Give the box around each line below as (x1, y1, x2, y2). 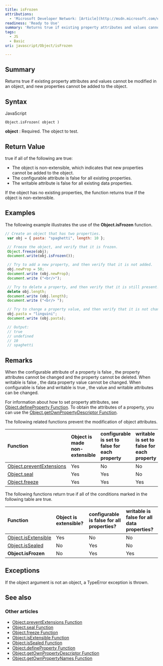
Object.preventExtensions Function (12, 619, 82, 625)
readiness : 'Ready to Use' (5, 20, 60, 26)
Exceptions (5, 566, 40, 575)
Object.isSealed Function (12, 640, 63, 646)
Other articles (5, 608, 38, 615)
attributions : (5, 12, 34, 17)
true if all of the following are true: (5, 155, 73, 161)
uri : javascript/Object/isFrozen (5, 43, 73, 48)
